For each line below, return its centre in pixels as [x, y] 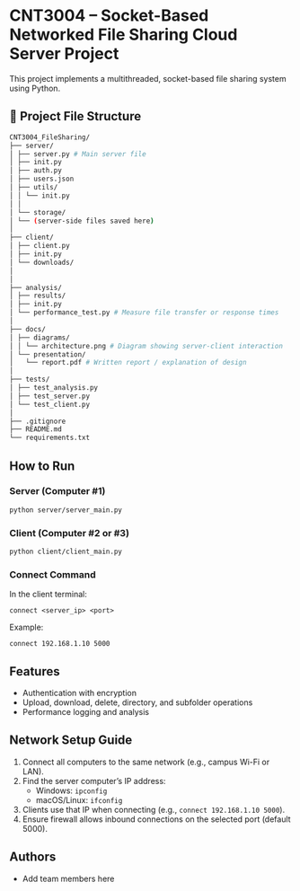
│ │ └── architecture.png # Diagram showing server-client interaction [146, 346]
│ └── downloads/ [42, 262]
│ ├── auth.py [36, 171]
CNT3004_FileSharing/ [50, 137]
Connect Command [53, 574]
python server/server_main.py [66, 510]
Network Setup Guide [71, 741]
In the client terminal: [48, 595]
